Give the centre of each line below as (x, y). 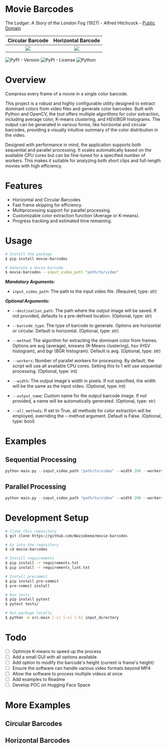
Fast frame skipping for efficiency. (47, 205)
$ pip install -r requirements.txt (42, 563)
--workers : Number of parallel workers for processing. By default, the (83, 361)
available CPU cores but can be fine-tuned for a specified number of (75, 155)
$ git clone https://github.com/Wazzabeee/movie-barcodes (66, 536)
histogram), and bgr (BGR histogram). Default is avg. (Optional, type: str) (86, 351)
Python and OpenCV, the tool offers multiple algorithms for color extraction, (83, 114)
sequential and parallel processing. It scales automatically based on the (78, 150)
